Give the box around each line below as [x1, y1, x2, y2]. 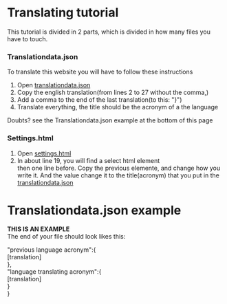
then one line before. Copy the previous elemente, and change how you [17, 164, 221, 172]
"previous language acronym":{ [7, 246, 96, 254]
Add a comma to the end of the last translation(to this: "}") [17, 96, 182, 104]
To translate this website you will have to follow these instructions [7, 67, 193, 76]
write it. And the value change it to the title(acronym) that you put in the [17, 171, 220, 180]
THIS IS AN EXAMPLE [7, 225, 70, 233]
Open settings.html [17, 149, 72, 158]
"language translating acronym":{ [7, 268, 102, 276]
